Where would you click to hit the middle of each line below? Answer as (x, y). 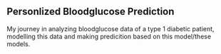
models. (19, 44)
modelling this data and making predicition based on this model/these (109, 36)
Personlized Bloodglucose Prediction (91, 12)
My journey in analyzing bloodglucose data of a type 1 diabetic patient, (110, 28)
